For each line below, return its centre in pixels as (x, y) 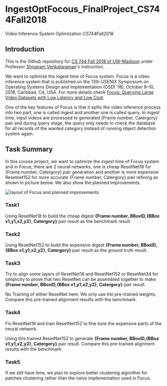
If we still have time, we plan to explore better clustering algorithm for (77, 373)
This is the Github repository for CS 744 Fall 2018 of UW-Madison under (79, 61)
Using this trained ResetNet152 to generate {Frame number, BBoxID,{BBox (82, 338)
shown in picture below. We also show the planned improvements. (73, 183)
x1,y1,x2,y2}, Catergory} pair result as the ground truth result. (83, 250)
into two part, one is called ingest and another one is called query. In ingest (83, 112)
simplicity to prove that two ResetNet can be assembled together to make (81, 279)
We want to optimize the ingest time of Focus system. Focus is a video (78, 76)
